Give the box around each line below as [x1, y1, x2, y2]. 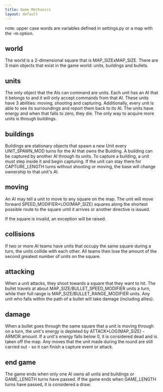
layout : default [5, 12, 38, 17]
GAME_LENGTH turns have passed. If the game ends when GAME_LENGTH [5, 376, 157, 382]
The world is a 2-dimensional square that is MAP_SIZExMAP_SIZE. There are [5, 57, 158, 64]
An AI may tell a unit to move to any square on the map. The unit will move [5, 196, 153, 202]
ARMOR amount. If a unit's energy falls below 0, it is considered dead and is [5, 333, 157, 340]
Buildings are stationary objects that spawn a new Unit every [5, 143, 127, 149]
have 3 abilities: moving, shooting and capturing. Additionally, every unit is [5, 100, 154, 106]
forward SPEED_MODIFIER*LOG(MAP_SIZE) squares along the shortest [5, 201, 148, 207]
